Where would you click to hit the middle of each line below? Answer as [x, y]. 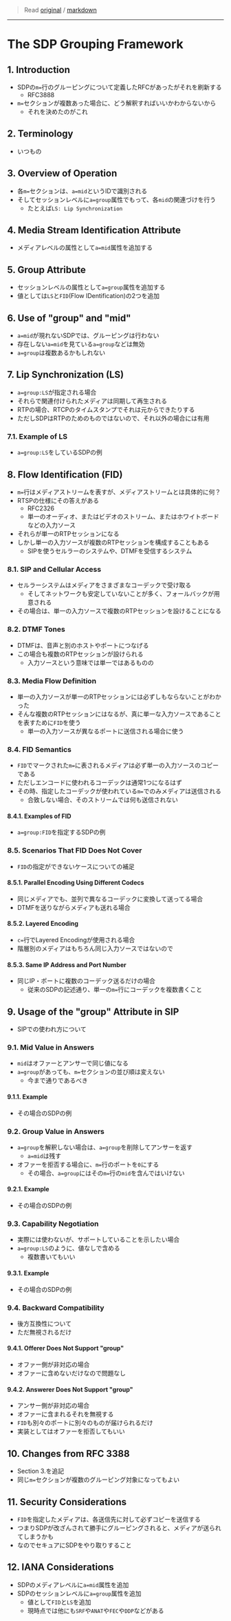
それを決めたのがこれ [57, 112]
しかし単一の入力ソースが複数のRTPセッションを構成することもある [113, 542]
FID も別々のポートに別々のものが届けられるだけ [85, 1423]
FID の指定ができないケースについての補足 [76, 866]
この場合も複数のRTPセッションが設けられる [80, 654]
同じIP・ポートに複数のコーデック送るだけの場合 [86, 981]
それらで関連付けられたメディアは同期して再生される [92, 401]
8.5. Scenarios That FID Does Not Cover [75, 851]
